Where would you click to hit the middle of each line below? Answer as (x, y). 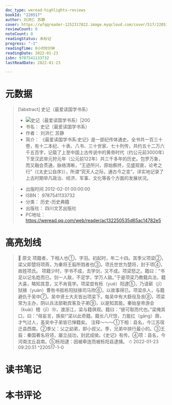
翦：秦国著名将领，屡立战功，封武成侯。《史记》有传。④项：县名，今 (92, 335)
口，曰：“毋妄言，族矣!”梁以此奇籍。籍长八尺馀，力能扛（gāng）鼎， (91, 316)
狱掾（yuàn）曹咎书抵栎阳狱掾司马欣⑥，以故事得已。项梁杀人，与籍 (91, 290)
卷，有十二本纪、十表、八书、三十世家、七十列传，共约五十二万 (93, 146)
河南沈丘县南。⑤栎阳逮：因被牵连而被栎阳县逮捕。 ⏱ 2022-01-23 (88, 342)
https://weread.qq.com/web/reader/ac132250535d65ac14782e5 (93, 220)
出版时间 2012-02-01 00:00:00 (58, 189)
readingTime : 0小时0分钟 (30, 48)
